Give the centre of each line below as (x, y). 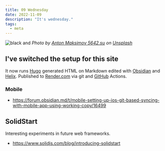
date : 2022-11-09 (23, 15)
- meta (17, 29)
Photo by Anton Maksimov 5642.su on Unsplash (82, 43)
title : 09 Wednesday (27, 10)
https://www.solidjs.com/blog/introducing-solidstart (66, 143)
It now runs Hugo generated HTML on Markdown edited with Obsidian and (83, 70)
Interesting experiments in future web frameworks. (58, 133)
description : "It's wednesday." (39, 19)
